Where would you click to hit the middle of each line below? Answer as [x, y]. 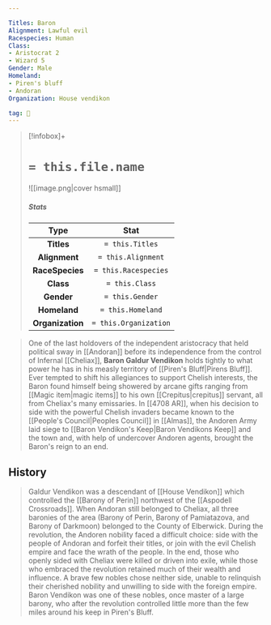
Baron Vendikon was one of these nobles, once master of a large [136, 595]
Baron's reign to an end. [68, 447]
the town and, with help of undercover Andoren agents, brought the [141, 438]
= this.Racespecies [131, 271]
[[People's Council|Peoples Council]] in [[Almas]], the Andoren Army [142, 421]
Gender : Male [30, 68]
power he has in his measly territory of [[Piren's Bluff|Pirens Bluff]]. [140, 369]
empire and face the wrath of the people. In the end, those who [133, 551]
